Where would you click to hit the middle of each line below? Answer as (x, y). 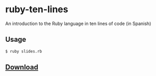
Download (22, 67)
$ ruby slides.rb (24, 51)
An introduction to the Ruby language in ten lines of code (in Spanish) (78, 23)
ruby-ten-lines (37, 9)
